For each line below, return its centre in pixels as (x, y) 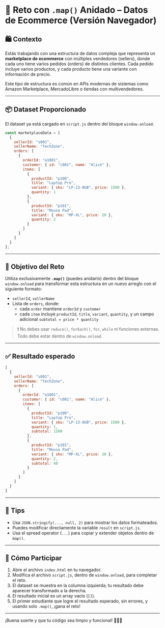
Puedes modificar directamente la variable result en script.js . (76, 527)
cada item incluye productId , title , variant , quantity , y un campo (87, 314)
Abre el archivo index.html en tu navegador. (57, 570)
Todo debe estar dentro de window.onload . (60, 336)
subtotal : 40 (44, 463)
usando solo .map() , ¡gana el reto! (46, 606)
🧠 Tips (15, 510)
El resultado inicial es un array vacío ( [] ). (54, 596)
